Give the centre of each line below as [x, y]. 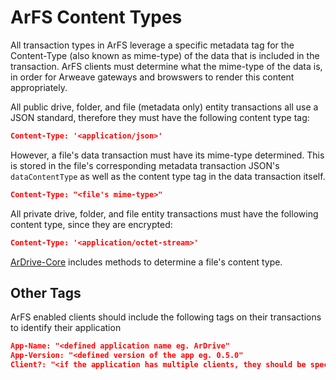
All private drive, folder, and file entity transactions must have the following [164, 213]
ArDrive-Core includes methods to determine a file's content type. [146, 262]
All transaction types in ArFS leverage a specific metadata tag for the [152, 45]
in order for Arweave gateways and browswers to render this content [152, 77]
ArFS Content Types [96, 17]
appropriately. [39, 87]
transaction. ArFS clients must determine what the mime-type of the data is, [166, 66]
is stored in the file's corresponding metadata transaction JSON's [145, 165]
